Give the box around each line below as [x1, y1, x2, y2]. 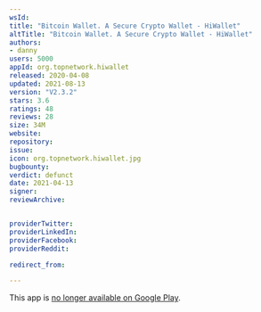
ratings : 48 [9, 104, 53, 113]
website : [9, 129, 42, 138]
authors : [9, 37, 42, 47]
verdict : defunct [9, 170, 74, 179]
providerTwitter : [9, 219, 74, 228]
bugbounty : [9, 162, 50, 171]
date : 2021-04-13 [9, 179, 74, 188]
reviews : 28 [9, 112, 53, 121]
